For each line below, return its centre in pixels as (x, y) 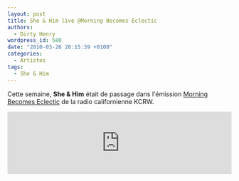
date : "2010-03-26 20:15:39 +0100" (60, 47)
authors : (20, 27)
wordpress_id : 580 (34, 41)
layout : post (27, 14)
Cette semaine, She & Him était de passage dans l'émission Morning (108, 94)
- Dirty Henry (34, 34)
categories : (25, 54)
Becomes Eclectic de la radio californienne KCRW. (81, 101)
